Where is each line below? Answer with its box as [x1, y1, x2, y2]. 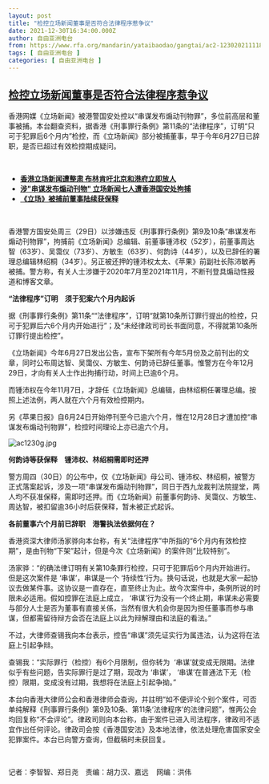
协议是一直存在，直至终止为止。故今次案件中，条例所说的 [63, 583, 254, 592]
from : [8, 42, 26, 50]
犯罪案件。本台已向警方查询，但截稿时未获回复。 [8, 734, 170, 744]
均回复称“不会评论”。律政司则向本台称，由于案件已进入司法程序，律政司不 [8, 714, 254, 724]
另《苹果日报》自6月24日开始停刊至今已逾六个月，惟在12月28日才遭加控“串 [8, 412, 258, 421]
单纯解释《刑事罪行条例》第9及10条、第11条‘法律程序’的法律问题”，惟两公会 [8, 704, 258, 714]
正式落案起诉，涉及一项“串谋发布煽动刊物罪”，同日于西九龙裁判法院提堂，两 [8, 481, 260, 491]
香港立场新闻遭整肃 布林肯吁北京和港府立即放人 [19, 173, 177, 183]
